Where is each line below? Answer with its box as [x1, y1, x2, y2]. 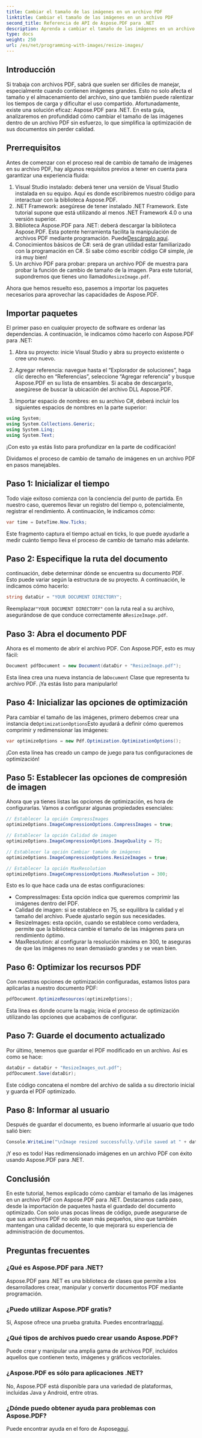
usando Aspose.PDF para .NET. [6, 1156, 84, 1164]
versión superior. [14, 215, 57, 223]
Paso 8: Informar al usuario [6, 1105, 110, 1116]
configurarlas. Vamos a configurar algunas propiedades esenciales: [6, 804, 174, 812]
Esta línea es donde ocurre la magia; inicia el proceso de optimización [6, 1007, 179, 1014]
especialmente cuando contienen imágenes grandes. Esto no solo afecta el [6, 87, 192, 94]
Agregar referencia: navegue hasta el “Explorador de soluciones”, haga [14, 366, 191, 374]
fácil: [6, 651, 19, 658]
